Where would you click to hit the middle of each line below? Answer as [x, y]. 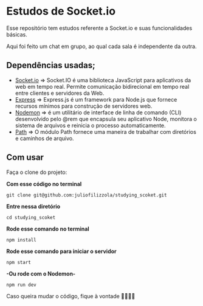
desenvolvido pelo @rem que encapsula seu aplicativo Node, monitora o [106, 119]
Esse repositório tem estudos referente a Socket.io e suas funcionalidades [99, 28]
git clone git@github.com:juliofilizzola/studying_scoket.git [87, 195]
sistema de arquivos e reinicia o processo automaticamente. [90, 125]
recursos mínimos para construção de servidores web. [84, 106]
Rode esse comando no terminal [48, 229]
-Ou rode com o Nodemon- [41, 273]
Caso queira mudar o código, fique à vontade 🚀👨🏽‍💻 [71, 296]
